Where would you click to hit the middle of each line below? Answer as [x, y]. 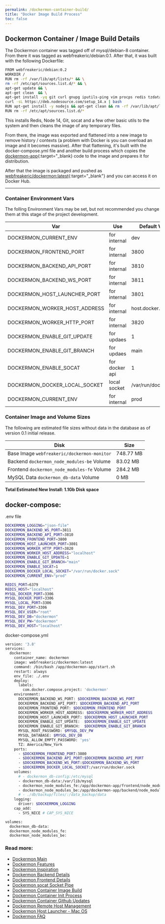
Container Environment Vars [40, 198]
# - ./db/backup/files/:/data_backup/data [62, 795]
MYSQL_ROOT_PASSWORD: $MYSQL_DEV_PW [55, 731]
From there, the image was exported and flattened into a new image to [76, 135]
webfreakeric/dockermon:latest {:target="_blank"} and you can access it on [81, 176]
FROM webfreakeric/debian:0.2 [36, 70]
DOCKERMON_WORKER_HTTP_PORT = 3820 [39, 548]
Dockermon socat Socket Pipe [43, 885]
